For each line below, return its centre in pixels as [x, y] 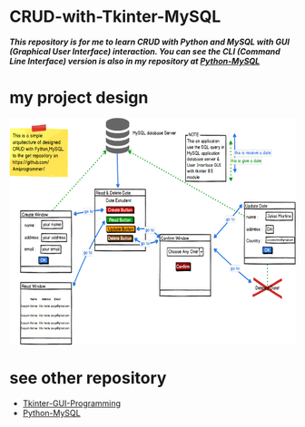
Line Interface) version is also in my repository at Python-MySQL [135, 61]
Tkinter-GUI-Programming [71, 403]
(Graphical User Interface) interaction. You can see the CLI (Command [145, 51]
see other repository [88, 378]
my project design [79, 98]
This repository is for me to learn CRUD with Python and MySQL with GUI [150, 42]
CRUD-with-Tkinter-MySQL [115, 17]
